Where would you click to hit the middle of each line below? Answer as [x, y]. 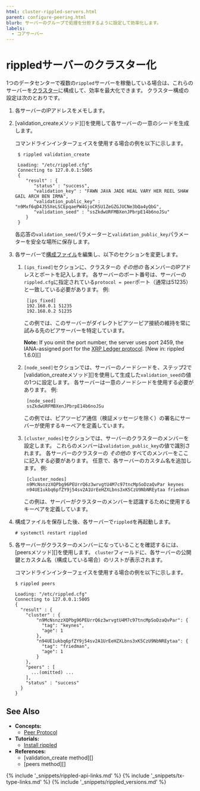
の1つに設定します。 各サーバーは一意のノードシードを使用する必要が [109, 382]
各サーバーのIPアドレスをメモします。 [61, 110]
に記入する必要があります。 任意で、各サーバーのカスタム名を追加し [107, 461]
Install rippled [40, 745]
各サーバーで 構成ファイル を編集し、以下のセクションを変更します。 [98, 255]
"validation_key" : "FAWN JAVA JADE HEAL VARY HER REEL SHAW [111, 191]
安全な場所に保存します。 [62, 242]
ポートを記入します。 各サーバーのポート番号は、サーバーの [113, 274]
